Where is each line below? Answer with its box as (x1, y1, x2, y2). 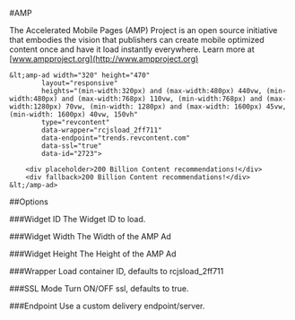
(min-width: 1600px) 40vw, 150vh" (9, 110, 139, 119)
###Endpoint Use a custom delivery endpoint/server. (9, 300, 205, 311)
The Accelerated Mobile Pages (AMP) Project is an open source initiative (9, 25, 278, 35)
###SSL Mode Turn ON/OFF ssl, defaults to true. (9, 283, 190, 294)
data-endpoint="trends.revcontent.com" (41, 134, 191, 143)
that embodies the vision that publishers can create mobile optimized (9, 35, 265, 45)
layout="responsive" (41, 79, 118, 88)
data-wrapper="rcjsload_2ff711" (41, 125, 163, 134)
